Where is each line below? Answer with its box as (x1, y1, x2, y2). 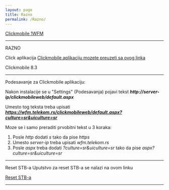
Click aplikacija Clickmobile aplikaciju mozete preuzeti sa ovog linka (5, 55, 146, 61)
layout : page (5, 7, 33, 13)
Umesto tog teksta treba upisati (5, 104, 70, 110)
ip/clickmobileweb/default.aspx (5, 94, 74, 100)
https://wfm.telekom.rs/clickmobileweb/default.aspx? (5, 109, 122, 115)
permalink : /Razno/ (5, 17, 46, 22)
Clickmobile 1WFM (5, 31, 44, 37)
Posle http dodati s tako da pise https (12, 134, 90, 140)
